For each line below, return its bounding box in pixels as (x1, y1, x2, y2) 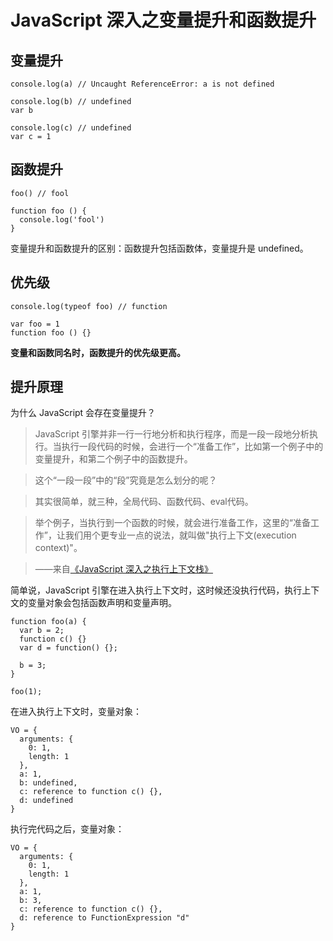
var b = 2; (19, 626, 65, 636)
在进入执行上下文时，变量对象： (10, 706, 142, 718)
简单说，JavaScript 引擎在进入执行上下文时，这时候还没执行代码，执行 (10, 584, 303, 596)
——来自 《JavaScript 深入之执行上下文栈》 (34, 563, 213, 575)
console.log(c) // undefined (10, 123, 132, 133)
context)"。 (34, 542, 83, 554)
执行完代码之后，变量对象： (10, 823, 125, 835)
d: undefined (19, 796, 74, 806)
